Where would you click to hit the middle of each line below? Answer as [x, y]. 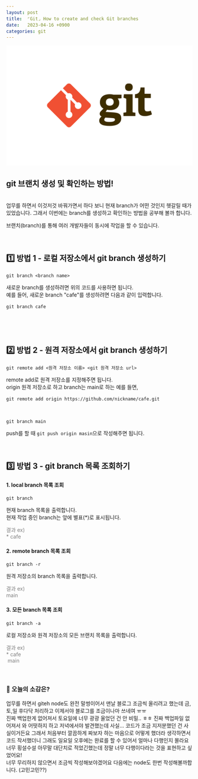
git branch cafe [26, 307]
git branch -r [24, 565]
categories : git [26, 31]
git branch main [26, 421]
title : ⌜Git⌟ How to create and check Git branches [72, 19]
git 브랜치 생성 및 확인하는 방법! [60, 184]
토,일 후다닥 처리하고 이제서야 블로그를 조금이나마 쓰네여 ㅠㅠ [76, 710]
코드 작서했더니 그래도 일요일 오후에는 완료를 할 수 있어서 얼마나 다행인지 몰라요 [98, 740]
